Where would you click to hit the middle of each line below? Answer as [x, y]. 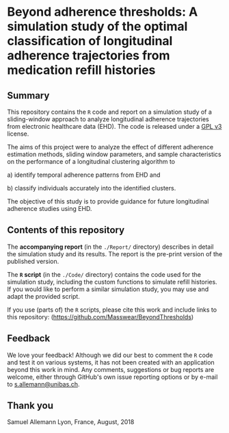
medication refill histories [81, 70]
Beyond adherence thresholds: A [103, 12]
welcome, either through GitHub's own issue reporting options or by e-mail [112, 377]
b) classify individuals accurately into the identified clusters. [92, 188]
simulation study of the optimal [97, 26]
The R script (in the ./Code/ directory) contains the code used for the [104, 274]
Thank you [30, 406]
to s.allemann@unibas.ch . [43, 384]
